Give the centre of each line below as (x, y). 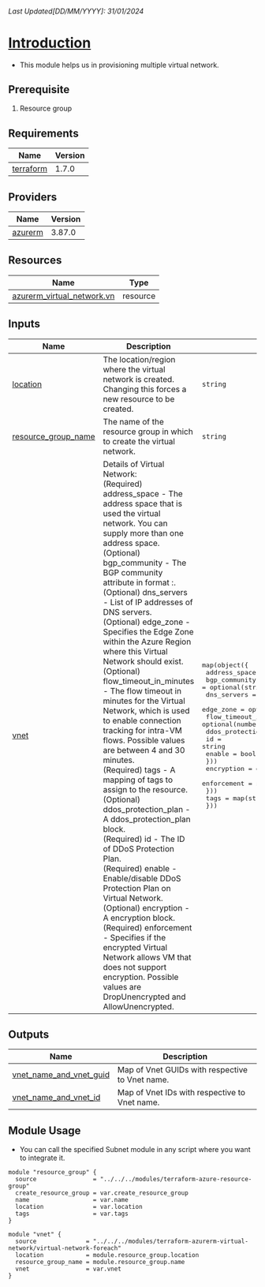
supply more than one (143, 533)
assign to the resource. (145, 789)
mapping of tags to (138, 780)
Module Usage (45, 1130)
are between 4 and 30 (144, 750)
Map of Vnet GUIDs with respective (183, 1070)
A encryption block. (139, 918)
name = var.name (72, 1200)
